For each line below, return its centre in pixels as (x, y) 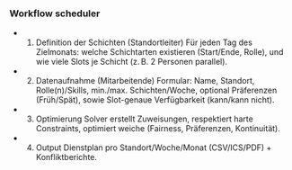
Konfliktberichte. (66, 157)
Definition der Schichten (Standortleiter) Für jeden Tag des (144, 42)
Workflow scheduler (55, 13)
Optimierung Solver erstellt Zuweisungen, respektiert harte (144, 119)
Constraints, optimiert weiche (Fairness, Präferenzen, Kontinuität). (158, 129)
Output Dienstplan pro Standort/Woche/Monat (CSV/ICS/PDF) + (154, 148)
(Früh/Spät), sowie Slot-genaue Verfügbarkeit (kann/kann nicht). (155, 100)
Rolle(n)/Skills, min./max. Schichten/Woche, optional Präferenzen (156, 90)
